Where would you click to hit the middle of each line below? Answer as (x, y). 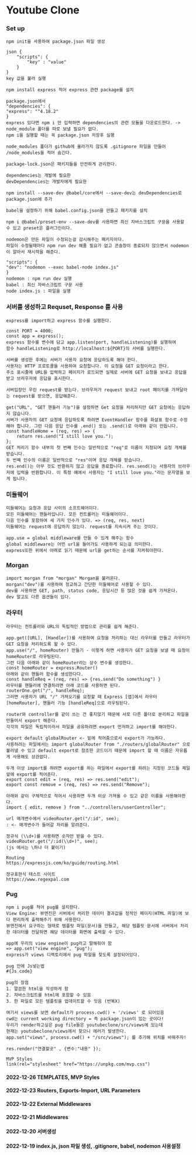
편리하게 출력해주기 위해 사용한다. (48, 920)
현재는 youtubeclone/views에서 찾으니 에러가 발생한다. (66, 1031)
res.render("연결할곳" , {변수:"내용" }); (54, 1048)
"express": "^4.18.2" (32, 112)
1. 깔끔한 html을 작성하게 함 (37, 989)
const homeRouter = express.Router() (52, 668)
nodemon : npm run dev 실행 (39, 279)
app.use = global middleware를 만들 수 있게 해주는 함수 (70, 538)
